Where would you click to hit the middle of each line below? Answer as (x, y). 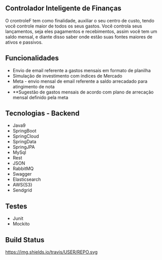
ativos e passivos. (24, 42)
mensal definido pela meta (40, 97)
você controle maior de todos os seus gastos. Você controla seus (74, 26)
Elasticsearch (27, 179)
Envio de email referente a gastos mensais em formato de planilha (82, 70)
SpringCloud (26, 136)
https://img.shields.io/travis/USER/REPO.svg (52, 252)
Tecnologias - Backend (42, 113)
